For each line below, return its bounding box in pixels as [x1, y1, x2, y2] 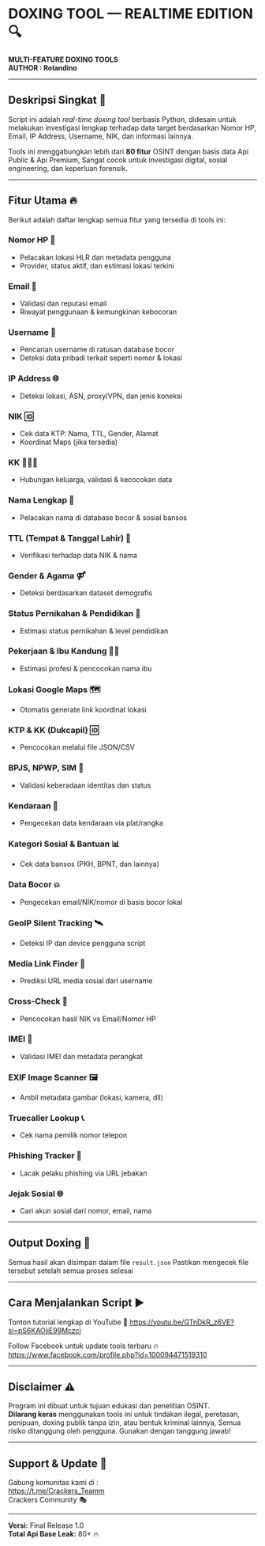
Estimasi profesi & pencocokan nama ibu [19, 663, 152, 673]
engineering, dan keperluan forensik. [8, 163, 128, 173]
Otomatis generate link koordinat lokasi [19, 705, 147, 715]
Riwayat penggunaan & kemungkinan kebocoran [19, 307, 177, 317]
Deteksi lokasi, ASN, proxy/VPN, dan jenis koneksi [19, 391, 183, 401]
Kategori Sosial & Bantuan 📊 [8, 838, 120, 849]
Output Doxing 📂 [8, 1236, 91, 1250]
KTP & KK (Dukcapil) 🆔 [8, 725, 99, 736]
